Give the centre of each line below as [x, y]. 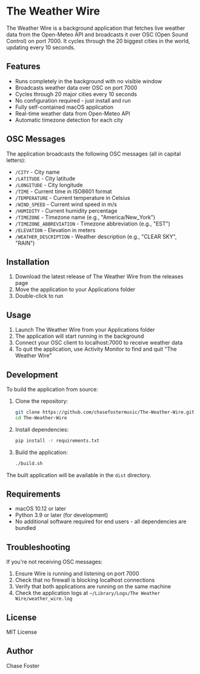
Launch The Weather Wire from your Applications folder [85, 330]
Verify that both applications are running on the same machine [93, 586]
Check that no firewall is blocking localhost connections [85, 580]
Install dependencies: [42, 429]
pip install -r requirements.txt [57, 441]
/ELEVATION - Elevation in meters [55, 230]
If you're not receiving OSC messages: [55, 562]
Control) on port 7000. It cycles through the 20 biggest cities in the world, [98, 41]
